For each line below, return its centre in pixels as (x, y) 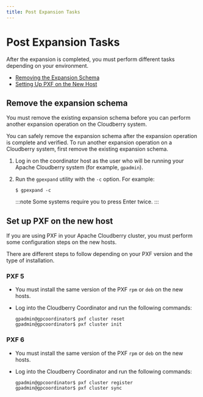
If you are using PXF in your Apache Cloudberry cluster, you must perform (100, 236)
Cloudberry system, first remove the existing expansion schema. (87, 149)
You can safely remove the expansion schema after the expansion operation (102, 136)
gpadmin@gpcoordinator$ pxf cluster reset (70, 319)
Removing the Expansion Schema (57, 78)
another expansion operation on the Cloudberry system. (77, 124)
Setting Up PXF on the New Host (56, 84)
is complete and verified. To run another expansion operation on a (89, 143)
